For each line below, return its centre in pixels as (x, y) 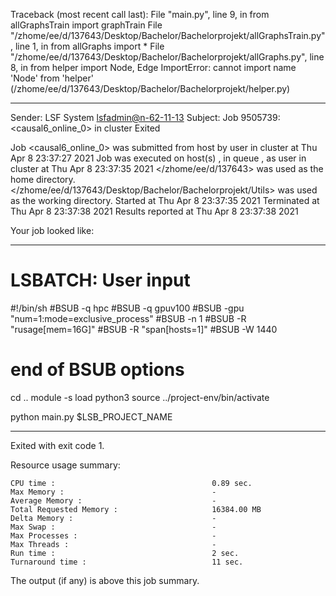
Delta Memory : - (113, 518)
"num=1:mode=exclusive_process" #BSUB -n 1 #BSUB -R (128, 318)
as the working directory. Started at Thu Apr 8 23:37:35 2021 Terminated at (165, 200)
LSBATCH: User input (100, 280)
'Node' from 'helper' (52, 78)
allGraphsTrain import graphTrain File (86, 25)
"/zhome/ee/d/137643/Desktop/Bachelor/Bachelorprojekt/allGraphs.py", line (167, 57)
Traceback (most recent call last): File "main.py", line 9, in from (140, 14)
